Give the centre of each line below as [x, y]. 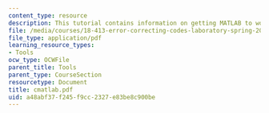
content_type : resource [48, 16]
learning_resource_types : [51, 45]
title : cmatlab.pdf [41, 90]
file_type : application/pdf [55, 38]
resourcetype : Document [48, 82]
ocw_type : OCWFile [39, 60]
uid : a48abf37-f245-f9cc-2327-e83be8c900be [82, 97]
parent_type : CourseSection [55, 75]
